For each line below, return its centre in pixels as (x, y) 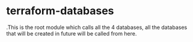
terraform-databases (60, 11)
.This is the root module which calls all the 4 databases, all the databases (97, 27)
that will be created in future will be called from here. (72, 33)
